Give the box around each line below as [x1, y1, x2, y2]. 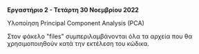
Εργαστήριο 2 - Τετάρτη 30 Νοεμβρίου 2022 [7, 6, 140, 14]
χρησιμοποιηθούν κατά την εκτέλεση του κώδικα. [7, 40, 150, 47]
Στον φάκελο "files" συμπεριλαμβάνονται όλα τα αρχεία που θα [7, 32, 193, 40]
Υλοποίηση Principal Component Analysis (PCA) [7, 19, 145, 27]
